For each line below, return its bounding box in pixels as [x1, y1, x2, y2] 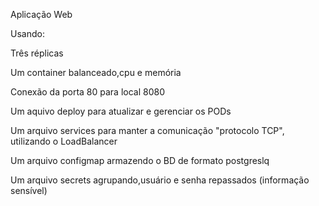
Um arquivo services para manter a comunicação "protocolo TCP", [10, 125, 285, 136]
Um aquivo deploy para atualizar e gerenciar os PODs [10, 105, 232, 117]
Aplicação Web [10, 9, 73, 20]
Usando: [10, 28, 45, 39]
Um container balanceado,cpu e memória [10, 67, 182, 78]
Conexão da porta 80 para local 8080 [10, 86, 166, 98]
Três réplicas [10, 47, 64, 59]
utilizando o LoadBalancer [10, 135, 118, 147]
